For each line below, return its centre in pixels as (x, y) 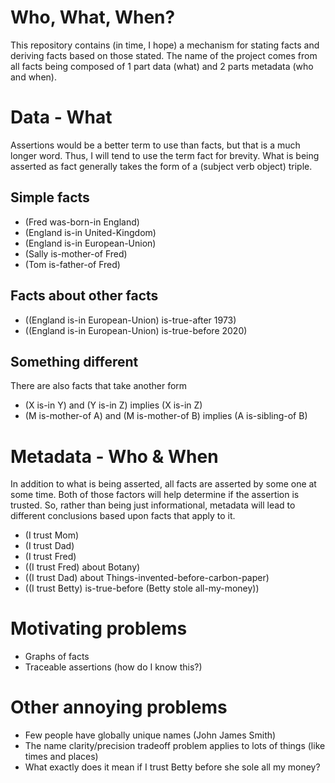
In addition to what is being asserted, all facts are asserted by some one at (163, 484)
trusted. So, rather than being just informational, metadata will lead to (153, 505)
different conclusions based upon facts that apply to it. (123, 516)
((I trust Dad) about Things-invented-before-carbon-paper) (147, 578)
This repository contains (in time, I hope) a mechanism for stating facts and (165, 45)
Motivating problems (99, 628)
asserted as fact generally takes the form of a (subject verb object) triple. (161, 166)
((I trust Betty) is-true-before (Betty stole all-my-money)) (142, 588)
